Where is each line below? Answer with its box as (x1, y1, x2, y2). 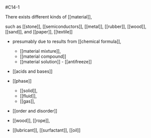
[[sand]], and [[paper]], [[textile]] (5, 29, 73, 34)
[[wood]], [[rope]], (12, 118, 50, 124)
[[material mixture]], (19, 48, 61, 54)
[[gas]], (19, 98, 35, 104)
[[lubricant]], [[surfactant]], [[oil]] (12, 127, 81, 133)
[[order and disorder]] (12, 108, 57, 114)
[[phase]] (12, 78, 32, 84)
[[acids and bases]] (12, 68, 53, 74)
